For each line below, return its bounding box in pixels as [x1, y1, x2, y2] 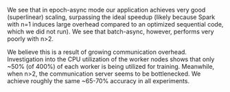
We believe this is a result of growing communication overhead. [7, 48, 187, 56]
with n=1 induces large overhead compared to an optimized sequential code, [7, 20, 224, 28]
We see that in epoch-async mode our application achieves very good [7, 6, 206, 14]
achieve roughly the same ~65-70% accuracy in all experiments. [7, 77, 190, 85]
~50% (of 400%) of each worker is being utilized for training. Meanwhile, [7, 63, 215, 70]
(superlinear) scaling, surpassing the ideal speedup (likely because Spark [7, 13, 216, 21]
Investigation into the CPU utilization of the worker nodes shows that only [7, 55, 215, 63]
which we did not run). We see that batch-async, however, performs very [7, 27, 214, 35]
